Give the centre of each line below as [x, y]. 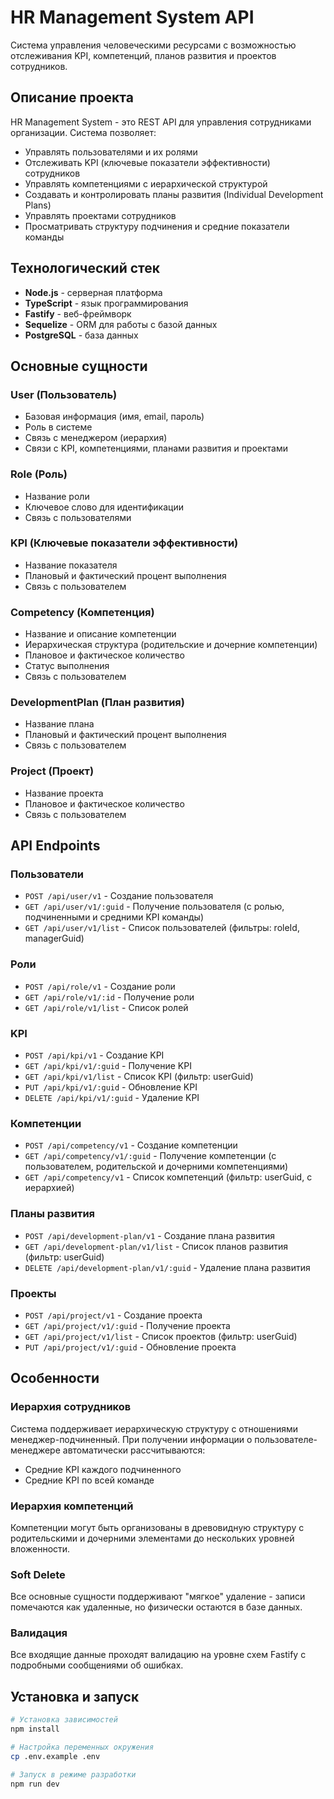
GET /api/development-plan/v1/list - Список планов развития [156, 1246]
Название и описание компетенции [100, 634]
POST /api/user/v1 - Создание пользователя [119, 896]
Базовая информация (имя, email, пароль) [114, 417]
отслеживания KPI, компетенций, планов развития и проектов [143, 55]
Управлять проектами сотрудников [100, 215]
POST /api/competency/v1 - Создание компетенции [131, 1145]
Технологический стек [85, 268]
